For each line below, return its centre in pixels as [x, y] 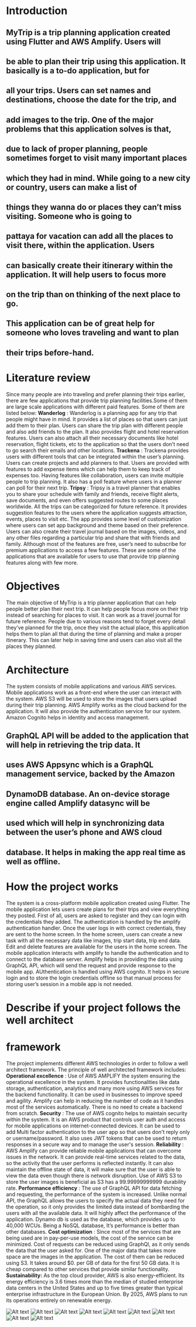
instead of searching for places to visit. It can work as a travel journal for [93, 615]
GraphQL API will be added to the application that [97, 736]
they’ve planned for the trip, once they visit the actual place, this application [97, 627]
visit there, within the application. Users [80, 246]
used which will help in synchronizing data [85, 823]
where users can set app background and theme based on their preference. [97, 525]
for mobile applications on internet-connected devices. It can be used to [93, 1126]
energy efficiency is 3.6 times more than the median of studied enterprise [94, 1281]
